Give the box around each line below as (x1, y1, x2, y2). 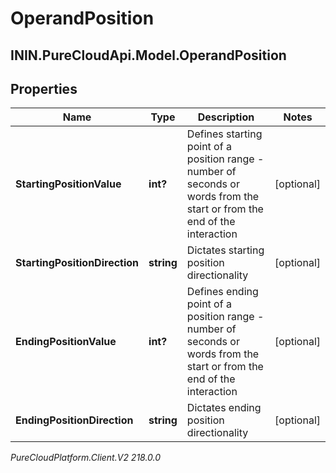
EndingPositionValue (15, 335, 117, 349)
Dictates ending (186, 401, 262, 415)
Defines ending (186, 285, 259, 299)
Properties (10, 80, 78, 97)
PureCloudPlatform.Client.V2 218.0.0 (10, 452, 162, 464)
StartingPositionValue (15, 177, 122, 191)
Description (197, 110, 255, 124)
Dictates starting (186, 243, 265, 257)
